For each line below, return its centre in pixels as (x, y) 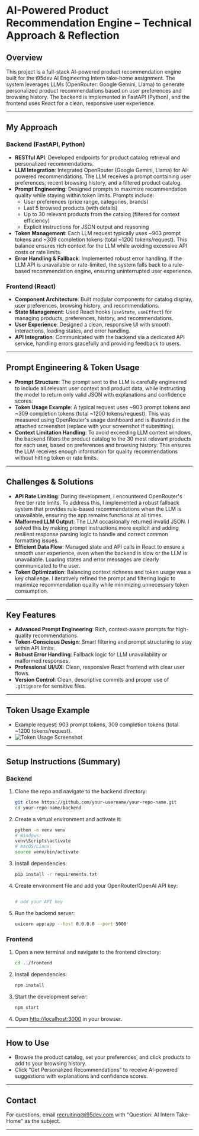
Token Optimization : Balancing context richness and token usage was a (103, 572)
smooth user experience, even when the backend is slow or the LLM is (101, 553)
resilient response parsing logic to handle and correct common (92, 534)
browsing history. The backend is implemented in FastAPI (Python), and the (98, 97)
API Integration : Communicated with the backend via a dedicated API (99, 337)
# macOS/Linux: (33, 847)
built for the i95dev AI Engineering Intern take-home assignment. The (91, 78)
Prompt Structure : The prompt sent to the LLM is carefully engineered (101, 382)
